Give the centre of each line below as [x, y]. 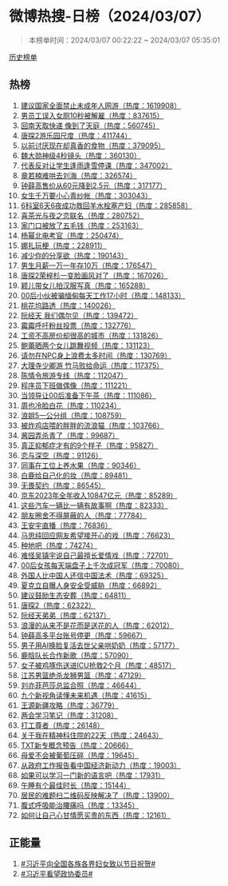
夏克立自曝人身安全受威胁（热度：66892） [91, 585]
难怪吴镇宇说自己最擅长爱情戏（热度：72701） [97, 555]
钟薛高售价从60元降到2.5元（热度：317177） [94, 186]
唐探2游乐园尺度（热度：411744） [76, 135]
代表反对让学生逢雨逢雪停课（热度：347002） [96, 166]
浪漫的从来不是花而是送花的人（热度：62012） [97, 625]
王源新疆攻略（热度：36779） [69, 705]
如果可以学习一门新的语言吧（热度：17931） [93, 775]
